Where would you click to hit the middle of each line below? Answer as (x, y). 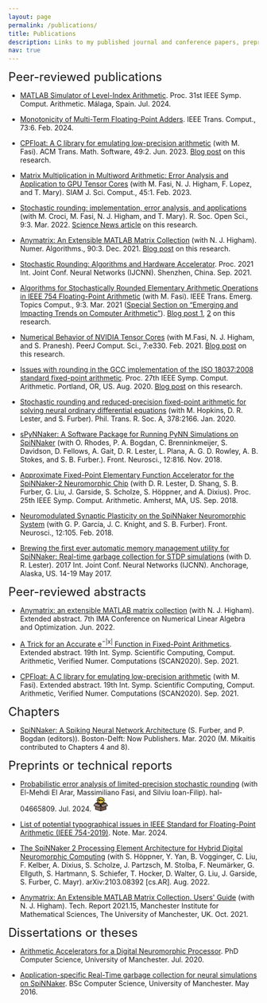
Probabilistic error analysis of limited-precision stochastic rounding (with (139, 783)
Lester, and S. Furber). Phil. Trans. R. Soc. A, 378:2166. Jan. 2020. (128, 419)
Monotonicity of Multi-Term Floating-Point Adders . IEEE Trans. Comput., (137, 119)
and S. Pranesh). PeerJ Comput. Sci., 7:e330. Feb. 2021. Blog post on (133, 345)
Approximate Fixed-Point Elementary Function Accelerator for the (127, 475)
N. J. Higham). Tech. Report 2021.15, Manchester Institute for (119, 905)
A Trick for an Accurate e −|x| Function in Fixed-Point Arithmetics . (126, 643)
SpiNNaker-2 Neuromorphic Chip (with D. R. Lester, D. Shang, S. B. (129, 484)
